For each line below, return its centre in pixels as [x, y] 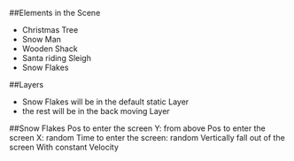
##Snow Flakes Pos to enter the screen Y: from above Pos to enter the [137, 128]
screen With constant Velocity [64, 147]
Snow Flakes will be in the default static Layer [105, 102]
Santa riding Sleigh [56, 58]
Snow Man [42, 39]
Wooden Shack [50, 49]
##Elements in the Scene [55, 13]
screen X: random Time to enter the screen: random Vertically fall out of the [147, 138]
